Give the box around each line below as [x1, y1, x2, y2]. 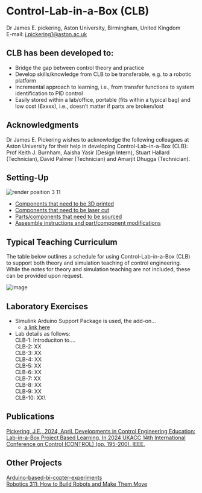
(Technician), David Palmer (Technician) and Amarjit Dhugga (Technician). [6, 155, 191, 162]
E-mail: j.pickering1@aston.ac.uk [6, 30, 87, 37]
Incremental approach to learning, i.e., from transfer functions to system [14, 83, 195, 90]
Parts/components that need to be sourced [14, 213, 122, 221]
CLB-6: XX [14, 369, 42, 375]
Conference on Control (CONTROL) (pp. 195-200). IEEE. [6, 440, 145, 447]
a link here [24, 324, 50, 331]
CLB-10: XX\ [14, 394, 46, 401]
